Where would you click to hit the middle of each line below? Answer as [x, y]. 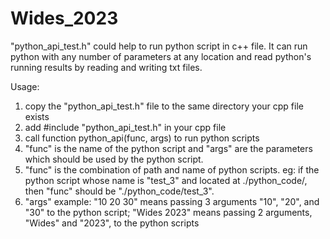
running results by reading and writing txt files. [106, 67]
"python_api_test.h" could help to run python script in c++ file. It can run [159, 46]
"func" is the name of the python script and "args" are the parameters [168, 148]
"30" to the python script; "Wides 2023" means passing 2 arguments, [168, 212]
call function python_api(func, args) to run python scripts [142, 138]
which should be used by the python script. [114, 159]
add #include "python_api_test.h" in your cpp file [125, 127]
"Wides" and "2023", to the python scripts [112, 223]
